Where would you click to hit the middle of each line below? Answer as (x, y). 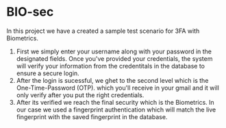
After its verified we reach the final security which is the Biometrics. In (115, 102)
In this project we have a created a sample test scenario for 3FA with (103, 31)
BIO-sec (30, 12)
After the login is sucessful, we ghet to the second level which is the (112, 80)
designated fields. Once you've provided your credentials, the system (114, 58)
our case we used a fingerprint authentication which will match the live (116, 110)
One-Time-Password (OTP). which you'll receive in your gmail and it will (118, 88)
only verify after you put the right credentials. (80, 95)
